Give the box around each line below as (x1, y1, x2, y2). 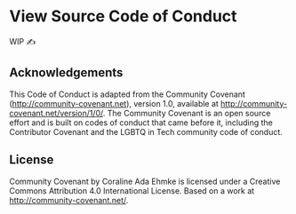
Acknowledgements (9, 65, 124, 81)
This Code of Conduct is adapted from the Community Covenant (9, 89, 246, 99)
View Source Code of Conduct (9, 6, 237, 27)
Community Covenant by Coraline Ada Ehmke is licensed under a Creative (9, 176, 281, 186)
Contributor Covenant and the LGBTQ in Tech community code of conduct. (9, 126, 283, 137)
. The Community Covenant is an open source (102, 107, 271, 118)
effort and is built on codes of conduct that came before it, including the (9, 117, 273, 128)
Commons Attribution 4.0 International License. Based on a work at (9, 185, 255, 196)
